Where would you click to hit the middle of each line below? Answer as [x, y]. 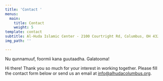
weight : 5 [24, 27]
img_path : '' [18, 41]
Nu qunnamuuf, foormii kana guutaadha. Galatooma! [57, 59]
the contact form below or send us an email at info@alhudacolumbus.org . [78, 73]
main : [15, 18]
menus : [12, 14]
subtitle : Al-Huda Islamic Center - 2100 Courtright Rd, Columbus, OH [78, 37]
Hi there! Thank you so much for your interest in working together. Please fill [81, 68]
